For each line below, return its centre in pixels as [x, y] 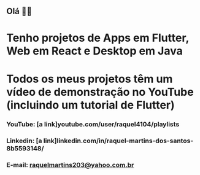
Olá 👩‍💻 [19, 11]
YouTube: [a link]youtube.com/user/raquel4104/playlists [93, 124]
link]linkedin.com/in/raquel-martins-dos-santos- [118, 141]
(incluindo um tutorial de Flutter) [90, 105]
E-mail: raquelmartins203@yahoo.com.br [70, 165]
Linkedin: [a [24, 141]
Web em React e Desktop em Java [94, 51]
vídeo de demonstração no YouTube [100, 92]
